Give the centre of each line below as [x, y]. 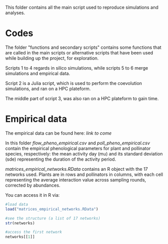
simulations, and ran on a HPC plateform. [48, 88]
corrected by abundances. [33, 185]
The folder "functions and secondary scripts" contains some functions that [83, 47]
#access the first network [34, 232]
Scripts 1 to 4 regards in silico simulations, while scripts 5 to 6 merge [77, 68]
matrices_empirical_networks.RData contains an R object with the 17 [77, 169]
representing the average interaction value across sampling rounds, [76, 179]
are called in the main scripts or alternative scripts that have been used [79, 52]
